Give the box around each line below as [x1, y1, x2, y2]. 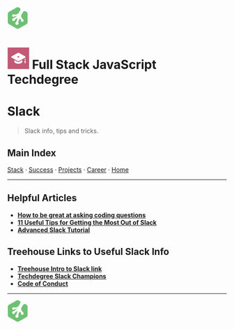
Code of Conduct [17, 279, 68, 288]
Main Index [7, 147, 56, 159]
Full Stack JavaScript [31, 57, 157, 73]
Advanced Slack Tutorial [17, 226, 91, 234]
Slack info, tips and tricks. [24, 126, 99, 136]
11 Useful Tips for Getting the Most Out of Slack [17, 218, 157, 226]
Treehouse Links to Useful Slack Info [7, 246, 169, 258]
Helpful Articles [7, 192, 77, 204]
